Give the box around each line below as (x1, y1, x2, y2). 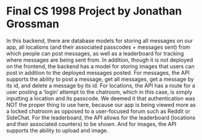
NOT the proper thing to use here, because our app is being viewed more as (6, 101, 196, 108)
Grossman (6, 17, 59, 31)
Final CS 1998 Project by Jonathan (6, 4, 182, 18)
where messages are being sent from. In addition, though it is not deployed (6, 56, 194, 63)
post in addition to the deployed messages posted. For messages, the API (6, 69, 190, 76)
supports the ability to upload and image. (6, 127, 109, 134)
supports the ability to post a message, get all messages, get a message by (6, 75, 194, 83)
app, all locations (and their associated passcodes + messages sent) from (6, 43, 191, 51)
